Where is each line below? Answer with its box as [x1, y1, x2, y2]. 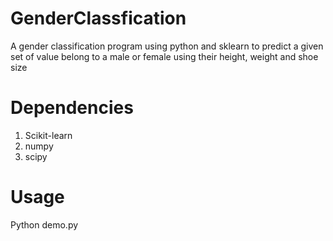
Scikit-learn [24, 129, 73, 141]
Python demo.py [10, 218, 79, 231]
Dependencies [10, 97, 134, 119]
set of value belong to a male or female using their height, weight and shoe [10, 50, 319, 62]
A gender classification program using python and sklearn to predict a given [10, 40, 324, 52]
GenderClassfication [10, 7, 187, 30]
